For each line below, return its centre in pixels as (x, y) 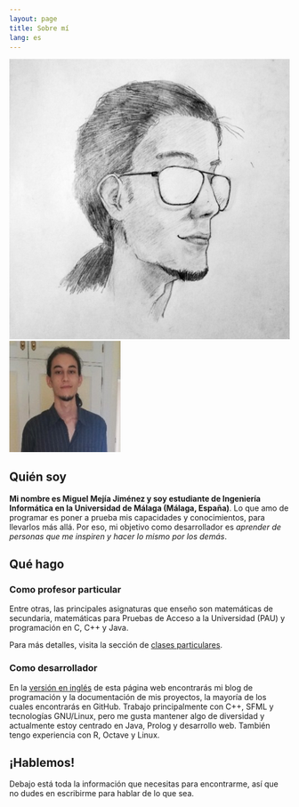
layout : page (33, 19)
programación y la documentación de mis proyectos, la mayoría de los (138, 697)
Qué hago (37, 565)
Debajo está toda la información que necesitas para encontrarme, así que (144, 784)
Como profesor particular (65, 589)
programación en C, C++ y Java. (69, 628)
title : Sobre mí (39, 28)
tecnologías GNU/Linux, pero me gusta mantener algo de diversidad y (137, 715)
